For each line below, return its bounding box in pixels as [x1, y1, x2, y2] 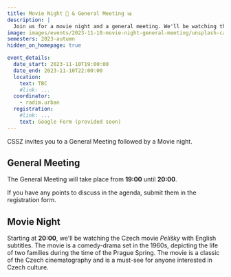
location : [13, 74, 41, 80]
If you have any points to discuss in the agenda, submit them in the [7, 188, 197, 197]
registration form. [7, 196, 56, 204]
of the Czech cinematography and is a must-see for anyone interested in [7, 256, 213, 265]
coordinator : [13, 93, 51, 100]
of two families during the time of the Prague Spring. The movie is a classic [7, 249, 220, 257]
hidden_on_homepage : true [7, 42, 81, 49]
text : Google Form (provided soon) [19, 118, 122, 125]
